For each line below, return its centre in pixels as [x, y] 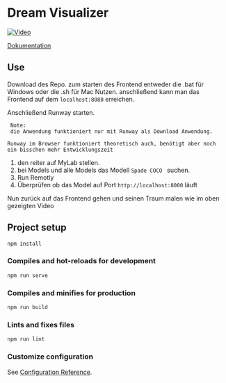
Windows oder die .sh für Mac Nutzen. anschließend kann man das [103, 91]
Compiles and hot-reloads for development [82, 261]
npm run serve [28, 275]
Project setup [37, 228]
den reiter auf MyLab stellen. [58, 162]
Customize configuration [50, 357]
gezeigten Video [31, 205]
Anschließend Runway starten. [51, 112]
